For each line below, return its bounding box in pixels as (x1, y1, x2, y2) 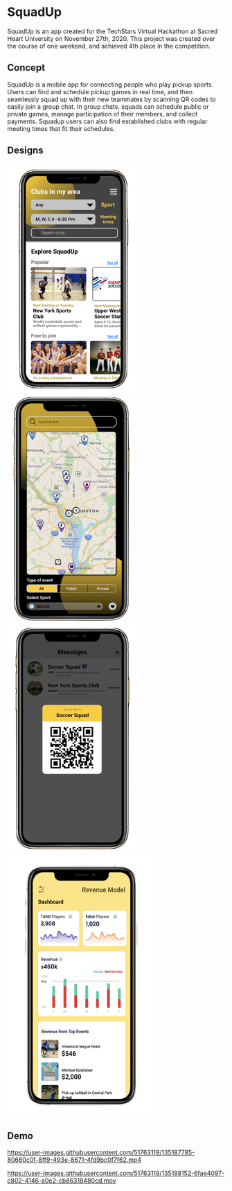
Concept (7, 62, 46, 73)
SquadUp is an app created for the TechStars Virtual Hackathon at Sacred (7, 27, 218, 35)
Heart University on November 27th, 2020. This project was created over (7, 34, 216, 42)
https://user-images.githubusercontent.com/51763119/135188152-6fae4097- (7, 1169, 225, 1178)
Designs (7, 145, 44, 157)
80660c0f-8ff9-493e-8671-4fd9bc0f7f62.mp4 (7, 1156, 142, 1164)
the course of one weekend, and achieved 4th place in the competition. (7, 42, 211, 50)
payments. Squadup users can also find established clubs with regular (7, 117, 208, 125)
